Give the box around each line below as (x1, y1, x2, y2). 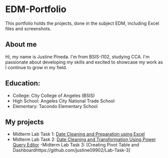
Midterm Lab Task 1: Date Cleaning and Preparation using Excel (12, 131, 145, 137)
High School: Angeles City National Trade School (12, 97, 115, 104)
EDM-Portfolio (5, 4, 67, 15)
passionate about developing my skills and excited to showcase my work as (5, 59, 163, 65)
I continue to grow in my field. (5, 64, 67, 70)
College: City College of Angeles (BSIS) (12, 92, 95, 98)
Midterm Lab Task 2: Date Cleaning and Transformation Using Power (12, 136, 156, 142)
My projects (5, 118, 44, 126)
